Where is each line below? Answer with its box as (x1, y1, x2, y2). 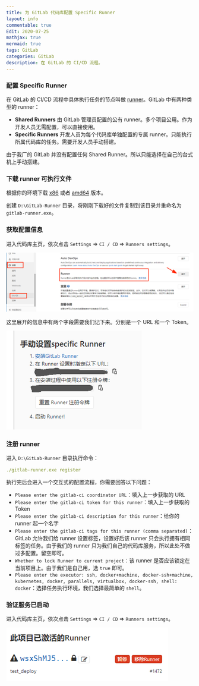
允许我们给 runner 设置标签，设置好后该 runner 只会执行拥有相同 (32, 535, 191, 542)
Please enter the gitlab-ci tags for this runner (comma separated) (14, 528, 188, 534)
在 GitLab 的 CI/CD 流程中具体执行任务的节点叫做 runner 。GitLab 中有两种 (6, 96, 187, 103)
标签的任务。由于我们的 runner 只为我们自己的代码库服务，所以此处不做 (14, 542, 191, 549)
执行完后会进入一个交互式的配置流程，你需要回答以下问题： (6, 479, 152, 486)
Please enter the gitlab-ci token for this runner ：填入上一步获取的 (14, 499, 190, 506)
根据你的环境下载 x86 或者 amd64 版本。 (6, 189, 107, 196)
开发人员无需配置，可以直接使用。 (14, 123, 99, 130)
